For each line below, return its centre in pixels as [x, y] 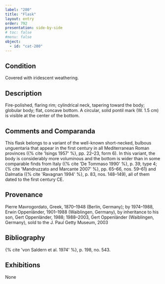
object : [13, 42]
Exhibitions [23, 265]
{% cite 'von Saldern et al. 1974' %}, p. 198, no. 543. [58, 250]
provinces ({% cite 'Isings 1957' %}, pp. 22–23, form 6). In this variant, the [80, 153]
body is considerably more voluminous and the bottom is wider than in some [83, 159]
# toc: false [18, 32]
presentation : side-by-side [34, 28]
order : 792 [16, 23]
